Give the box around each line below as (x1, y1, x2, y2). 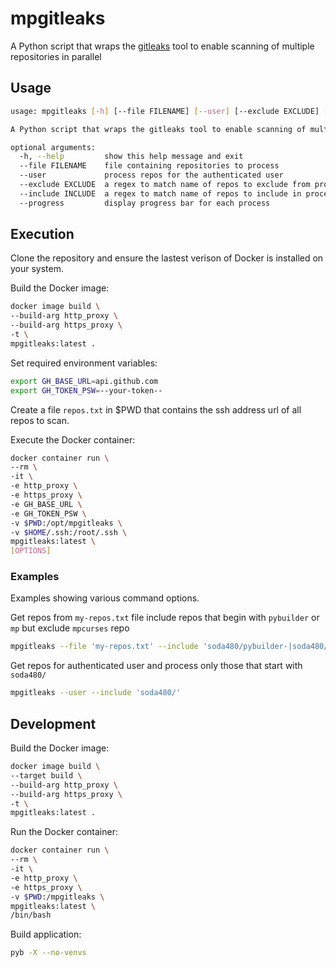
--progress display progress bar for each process (19, 198, 271, 208)
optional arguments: (10, 142, 97, 152)
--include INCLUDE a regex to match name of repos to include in (19, 188, 302, 199)
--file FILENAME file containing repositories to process (19, 161, 280, 171)
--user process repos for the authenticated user (19, 170, 284, 181)
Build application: (10, 928, 82, 941)
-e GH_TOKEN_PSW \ (10, 508, 87, 519)
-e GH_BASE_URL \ (10, 499, 83, 509)
